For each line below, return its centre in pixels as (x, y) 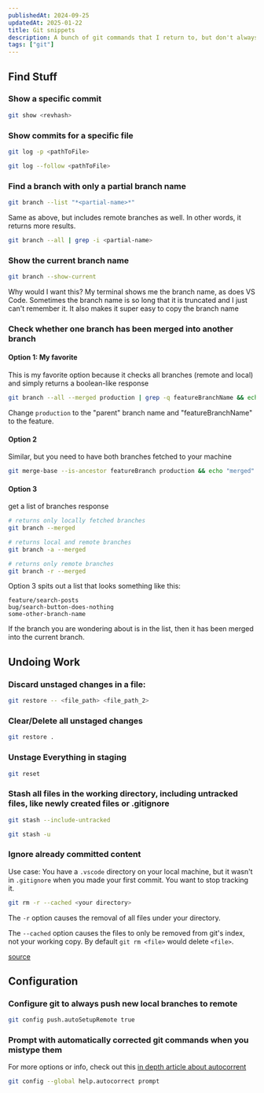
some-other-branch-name (47, 615)
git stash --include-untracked (59, 820)
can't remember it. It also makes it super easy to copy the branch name (124, 308)
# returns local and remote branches (70, 542)
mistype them (35, 1050)
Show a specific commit (55, 99)
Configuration (43, 981)
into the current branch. (46, 637)
